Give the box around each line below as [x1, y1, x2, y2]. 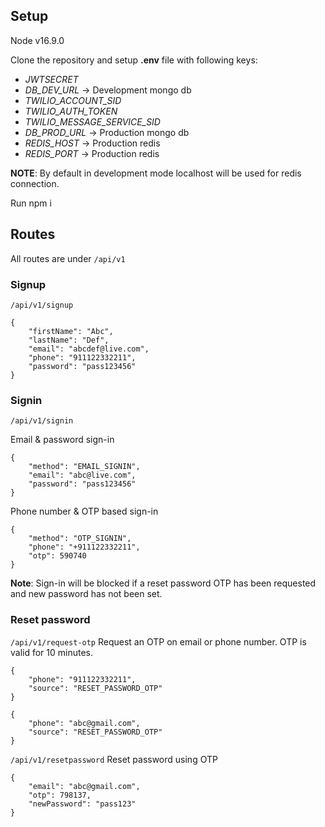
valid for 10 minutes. [10, 646, 94, 658]
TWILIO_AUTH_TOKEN [24, 105, 118, 117]
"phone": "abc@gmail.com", [28, 718, 141, 728]
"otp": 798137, [28, 790, 92, 800]
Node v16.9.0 [10, 34, 65, 46]
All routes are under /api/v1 [10, 252, 126, 264]
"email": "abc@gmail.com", [28, 781, 141, 791]
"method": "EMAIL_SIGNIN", [28, 462, 141, 472]
